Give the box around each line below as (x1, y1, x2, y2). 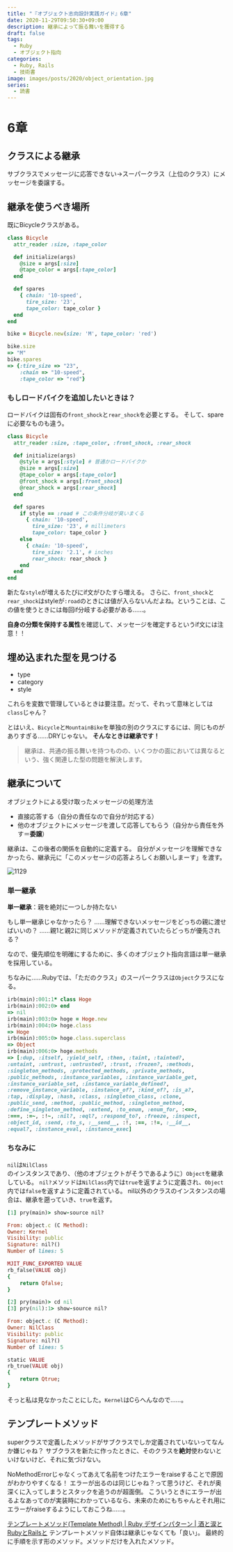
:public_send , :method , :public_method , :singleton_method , (7, 1100, 186, 1107)
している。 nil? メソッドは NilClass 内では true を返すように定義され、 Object (7, 1178, 224, 1186)
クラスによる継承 (7, 150, 80, 162)
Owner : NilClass (7, 1324, 54, 1331)
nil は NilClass (7, 1161, 48, 1169)
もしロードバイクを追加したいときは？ (7, 393, 136, 403)
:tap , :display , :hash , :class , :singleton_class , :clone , (7, 1093, 182, 1101)
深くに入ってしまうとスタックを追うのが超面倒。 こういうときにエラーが (7, 1487, 216, 1496)
